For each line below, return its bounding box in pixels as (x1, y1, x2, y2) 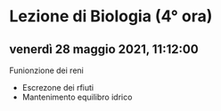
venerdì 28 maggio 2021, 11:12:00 (9, 42, 199, 57)
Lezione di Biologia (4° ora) (9, 6, 213, 27)
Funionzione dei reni (9, 65, 85, 75)
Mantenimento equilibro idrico (21, 91, 133, 102)
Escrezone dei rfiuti (21, 83, 94, 92)
